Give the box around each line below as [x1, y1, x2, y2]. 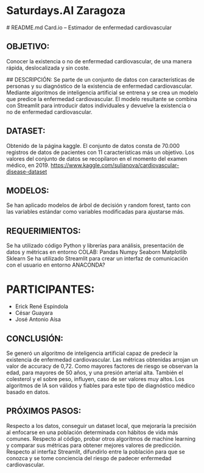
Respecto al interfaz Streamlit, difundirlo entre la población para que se [6, 448, 185, 455]
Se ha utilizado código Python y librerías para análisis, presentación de [6, 242, 185, 250]
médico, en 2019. [6, 161, 50, 169]
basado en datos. [6, 388, 50, 396]
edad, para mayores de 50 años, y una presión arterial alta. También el [6, 369, 184, 376]
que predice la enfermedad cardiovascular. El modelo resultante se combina [6, 95, 198, 102]
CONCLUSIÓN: [6, 333, 64, 344]
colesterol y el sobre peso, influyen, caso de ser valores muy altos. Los [6, 375, 185, 382]
